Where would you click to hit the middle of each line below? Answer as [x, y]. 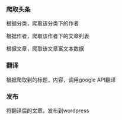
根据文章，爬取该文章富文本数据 [45, 49]
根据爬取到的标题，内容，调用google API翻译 [61, 80]
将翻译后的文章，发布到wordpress [48, 110]
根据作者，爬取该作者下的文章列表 [48, 36]
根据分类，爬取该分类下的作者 [42, 23]
